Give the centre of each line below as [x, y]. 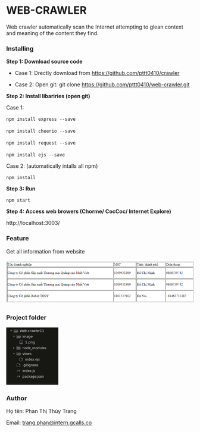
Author [17, 398]
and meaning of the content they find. [53, 33]
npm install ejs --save [36, 155]
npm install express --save [41, 120]
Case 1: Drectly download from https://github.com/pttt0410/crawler [97, 73]
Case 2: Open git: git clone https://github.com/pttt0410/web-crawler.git [102, 84]
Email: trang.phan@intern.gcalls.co [49, 422]
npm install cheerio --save [41, 132]
